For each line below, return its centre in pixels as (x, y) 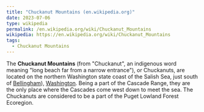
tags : (13, 40)
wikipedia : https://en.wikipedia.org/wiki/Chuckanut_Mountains (89, 35)
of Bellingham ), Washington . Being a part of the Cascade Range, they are (98, 83)
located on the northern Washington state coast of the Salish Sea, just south (102, 77)
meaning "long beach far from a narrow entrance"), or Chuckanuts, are (96, 70)
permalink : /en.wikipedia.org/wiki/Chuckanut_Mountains (79, 29)
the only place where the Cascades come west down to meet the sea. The (100, 89)
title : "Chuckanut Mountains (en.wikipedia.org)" (71, 12)
